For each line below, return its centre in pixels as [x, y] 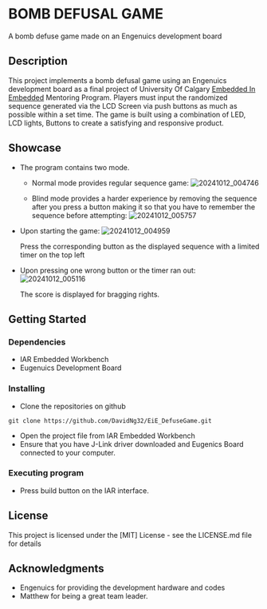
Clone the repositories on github [73, 406]
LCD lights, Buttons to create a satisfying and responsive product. [116, 123]
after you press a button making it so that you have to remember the [143, 207]
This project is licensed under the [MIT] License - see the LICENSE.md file [130, 535]
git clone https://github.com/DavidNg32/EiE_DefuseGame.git [110, 420]
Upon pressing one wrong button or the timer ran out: [108, 270]
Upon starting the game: [60, 231]
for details [25, 543]
